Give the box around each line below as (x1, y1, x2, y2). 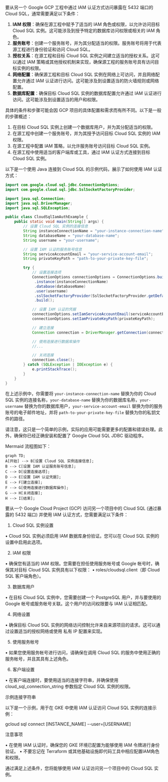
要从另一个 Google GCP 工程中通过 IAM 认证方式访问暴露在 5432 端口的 (5, 5, 153, 10)
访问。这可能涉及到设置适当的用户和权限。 (12, 97, 100, 102)
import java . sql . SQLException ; (5, 205, 70, 211)
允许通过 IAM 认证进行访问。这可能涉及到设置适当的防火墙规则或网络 (16, 78, 159, 84)
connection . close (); (31, 358, 75, 363)
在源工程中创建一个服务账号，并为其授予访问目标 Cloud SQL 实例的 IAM (12, 130, 161, 136)
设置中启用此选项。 (5, 539, 45, 545)
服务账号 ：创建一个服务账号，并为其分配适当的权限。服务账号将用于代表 (12, 40, 161, 46)
